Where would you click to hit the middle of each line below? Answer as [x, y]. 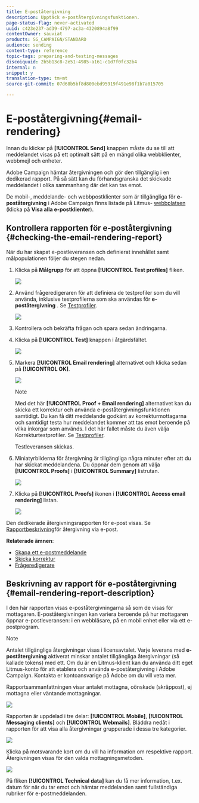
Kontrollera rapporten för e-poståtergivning [89, 228]
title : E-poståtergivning [38, 12]
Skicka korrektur [35, 558]
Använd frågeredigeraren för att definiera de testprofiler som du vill [97, 292]
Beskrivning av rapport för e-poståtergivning [91, 584]
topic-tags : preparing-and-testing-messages [62, 56]
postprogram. [23, 627]
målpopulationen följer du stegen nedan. [56, 258]
